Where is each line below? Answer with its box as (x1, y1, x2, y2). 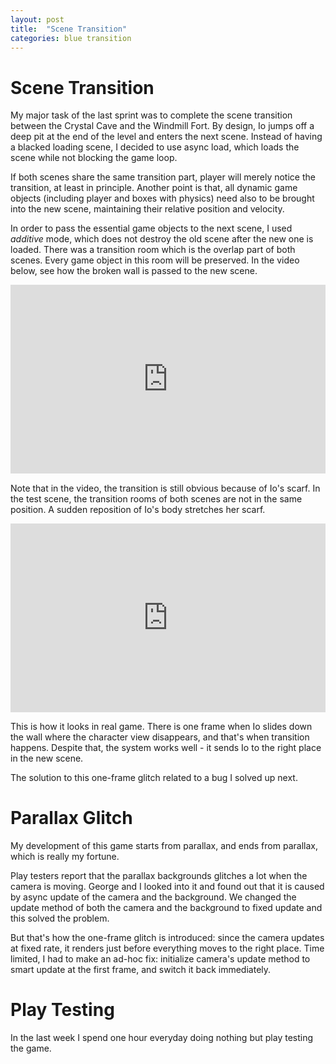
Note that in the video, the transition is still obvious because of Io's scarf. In (10, 482, 321, 494)
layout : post (10, 14, 65, 25)
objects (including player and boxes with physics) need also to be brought (10, 192, 315, 205)
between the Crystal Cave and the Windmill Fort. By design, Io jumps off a (10, 120, 315, 132)
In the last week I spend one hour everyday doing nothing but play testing (10, 1031, 314, 1043)
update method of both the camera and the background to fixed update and (10, 902, 323, 914)
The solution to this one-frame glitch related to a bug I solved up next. (10, 772, 298, 784)
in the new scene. (10, 752, 84, 765)
